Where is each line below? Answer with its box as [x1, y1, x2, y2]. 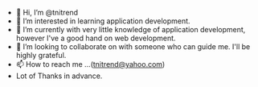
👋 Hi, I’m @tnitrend [15, 8, 79, 17]
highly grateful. [15, 51, 67, 60]
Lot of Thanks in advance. [15, 71, 103, 81]
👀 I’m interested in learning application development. [15, 16, 190, 26]
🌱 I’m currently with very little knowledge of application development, [15, 25, 246, 34]
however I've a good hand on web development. [15, 33, 176, 43]
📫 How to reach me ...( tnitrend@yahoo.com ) [15, 60, 166, 68]
